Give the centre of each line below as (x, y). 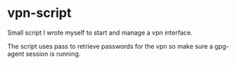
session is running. (53, 54)
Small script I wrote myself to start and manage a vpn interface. (100, 32)
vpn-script (40, 13)
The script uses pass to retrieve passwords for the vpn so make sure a (110, 46)
